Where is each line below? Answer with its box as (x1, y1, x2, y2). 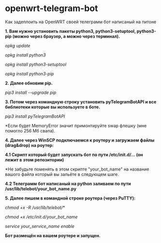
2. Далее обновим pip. (5, 80, 53, 86)
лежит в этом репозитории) (5, 157, 64, 162)
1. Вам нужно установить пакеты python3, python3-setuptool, (5, 28, 136, 34)
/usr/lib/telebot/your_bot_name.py (5, 186, 76, 191)
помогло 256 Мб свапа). (5, 128, 56, 133)
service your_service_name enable (5, 223, 75, 229)
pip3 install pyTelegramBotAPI (5, 113, 65, 119)
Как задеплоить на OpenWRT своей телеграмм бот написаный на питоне (5, 19, 157, 25)
